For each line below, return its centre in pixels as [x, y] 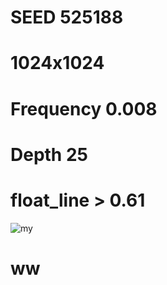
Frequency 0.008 [84, 108]
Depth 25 [49, 154]
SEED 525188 [67, 17]
